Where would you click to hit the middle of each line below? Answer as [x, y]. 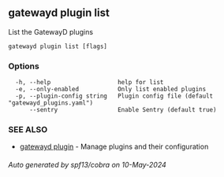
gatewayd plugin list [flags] [58, 46]
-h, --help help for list [90, 83]
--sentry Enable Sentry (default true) [123, 110]
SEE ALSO [28, 130]
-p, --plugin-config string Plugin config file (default [114, 96]
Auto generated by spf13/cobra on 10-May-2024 [88, 165]
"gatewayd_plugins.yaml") [50, 103]
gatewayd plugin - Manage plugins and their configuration [114, 147]
